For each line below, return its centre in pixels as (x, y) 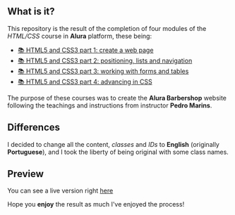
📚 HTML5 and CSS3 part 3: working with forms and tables (103, 71)
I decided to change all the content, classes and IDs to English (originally (114, 144)
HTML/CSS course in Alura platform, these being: (80, 36)
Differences (34, 128)
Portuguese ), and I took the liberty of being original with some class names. (118, 152)
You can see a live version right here (60, 191)
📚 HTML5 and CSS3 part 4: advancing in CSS (85, 82)
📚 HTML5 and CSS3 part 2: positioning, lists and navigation (105, 60)
